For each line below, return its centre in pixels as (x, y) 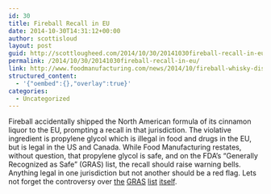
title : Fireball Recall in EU (59, 23)
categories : (28, 91)
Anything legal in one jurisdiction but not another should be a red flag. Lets (132, 173)
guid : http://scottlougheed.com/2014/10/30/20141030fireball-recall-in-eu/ (138, 53)
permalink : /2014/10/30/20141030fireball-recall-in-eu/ (104, 61)
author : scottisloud (43, 38)
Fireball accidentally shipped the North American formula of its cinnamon (130, 121)
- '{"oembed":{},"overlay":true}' (73, 83)
